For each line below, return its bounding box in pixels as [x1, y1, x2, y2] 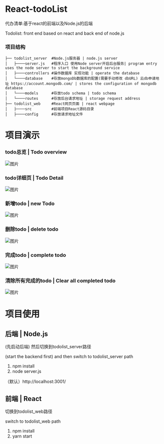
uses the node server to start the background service [5, 66, 120, 71]
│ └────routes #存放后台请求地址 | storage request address [5, 96, 140, 101]
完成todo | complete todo [5, 251, 66, 258]
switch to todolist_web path [5, 418, 61, 424]
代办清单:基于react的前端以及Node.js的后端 [5, 20, 93, 26]
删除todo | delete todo [5, 226, 59, 233]
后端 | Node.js [5, 329, 48, 338]
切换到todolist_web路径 [5, 408, 53, 414]
